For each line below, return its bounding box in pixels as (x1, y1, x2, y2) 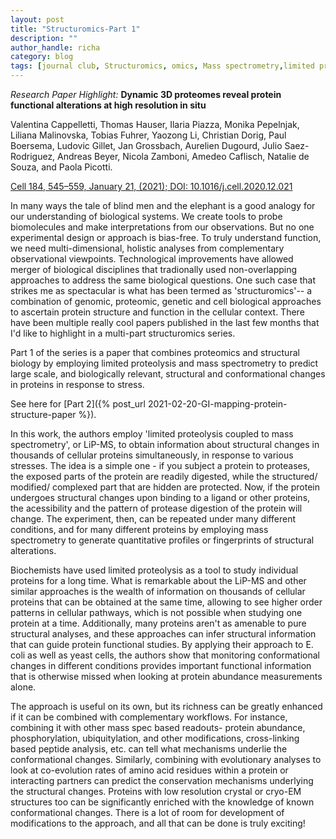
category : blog (10, 52, 74, 62)
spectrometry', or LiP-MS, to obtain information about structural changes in (10, 439, 320, 450)
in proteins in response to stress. (10, 379, 145, 390)
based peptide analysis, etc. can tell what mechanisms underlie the (10, 743, 288, 755)
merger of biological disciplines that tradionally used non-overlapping (10, 264, 298, 275)
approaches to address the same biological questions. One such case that (10, 274, 317, 286)
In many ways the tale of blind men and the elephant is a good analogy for (10, 200, 316, 211)
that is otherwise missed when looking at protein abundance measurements (10, 671, 323, 682)
